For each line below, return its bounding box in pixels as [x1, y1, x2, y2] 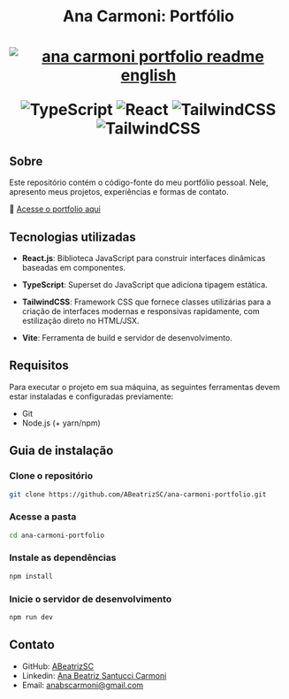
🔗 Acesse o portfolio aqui [9, 204, 102, 214]
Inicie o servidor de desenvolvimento [9, 593, 172, 605]
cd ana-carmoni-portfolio [9, 531, 104, 540]
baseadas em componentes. [21, 263, 126, 273]
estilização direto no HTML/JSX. [21, 316, 140, 326]
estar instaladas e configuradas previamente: [9, 391, 174, 402]
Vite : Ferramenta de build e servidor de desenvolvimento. [21, 333, 232, 342]
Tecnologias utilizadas [9, 229, 136, 244]
